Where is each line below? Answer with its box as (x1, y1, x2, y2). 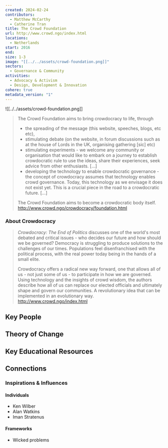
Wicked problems (12, 437, 49, 443)
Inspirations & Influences (5, 380, 68, 387)
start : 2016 (5, 45, 30, 50)
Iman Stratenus (12, 414, 44, 420)
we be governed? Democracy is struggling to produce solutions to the (17, 240, 163, 246)
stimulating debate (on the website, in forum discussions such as (25, 136, 160, 142)
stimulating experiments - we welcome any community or (25, 147, 145, 153)
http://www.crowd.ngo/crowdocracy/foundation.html (17, 205, 128, 211)
